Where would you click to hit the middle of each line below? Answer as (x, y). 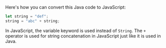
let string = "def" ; (27, 16)
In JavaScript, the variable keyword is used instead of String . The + (76, 30)
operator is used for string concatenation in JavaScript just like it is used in (83, 36)
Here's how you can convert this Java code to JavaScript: (66, 7)
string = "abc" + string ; (32, 21)
